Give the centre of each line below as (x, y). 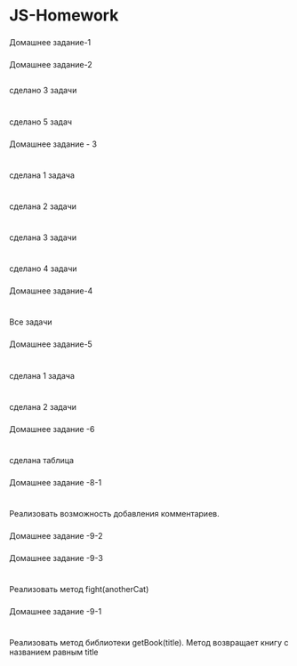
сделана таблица (41, 460)
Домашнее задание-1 (50, 43)
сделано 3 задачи (43, 91)
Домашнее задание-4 (51, 291)
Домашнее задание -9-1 (56, 611)
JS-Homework (64, 16)
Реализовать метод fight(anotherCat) (79, 589)
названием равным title (54, 652)
